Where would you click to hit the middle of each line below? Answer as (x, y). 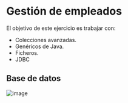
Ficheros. (27, 52)
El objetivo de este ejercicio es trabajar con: (61, 28)
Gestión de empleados (64, 11)
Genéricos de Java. (39, 46)
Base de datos (34, 78)
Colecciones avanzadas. (46, 40)
